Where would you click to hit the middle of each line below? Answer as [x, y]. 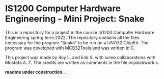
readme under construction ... [36, 72]
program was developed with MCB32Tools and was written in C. [70, 48]
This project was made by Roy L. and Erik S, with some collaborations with [80, 57]
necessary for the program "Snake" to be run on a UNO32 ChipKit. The [77, 42]
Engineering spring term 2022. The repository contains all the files [72, 38]
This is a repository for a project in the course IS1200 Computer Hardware [80, 32]
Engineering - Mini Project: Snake [75, 19]
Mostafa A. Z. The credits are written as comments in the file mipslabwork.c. [82, 62]
